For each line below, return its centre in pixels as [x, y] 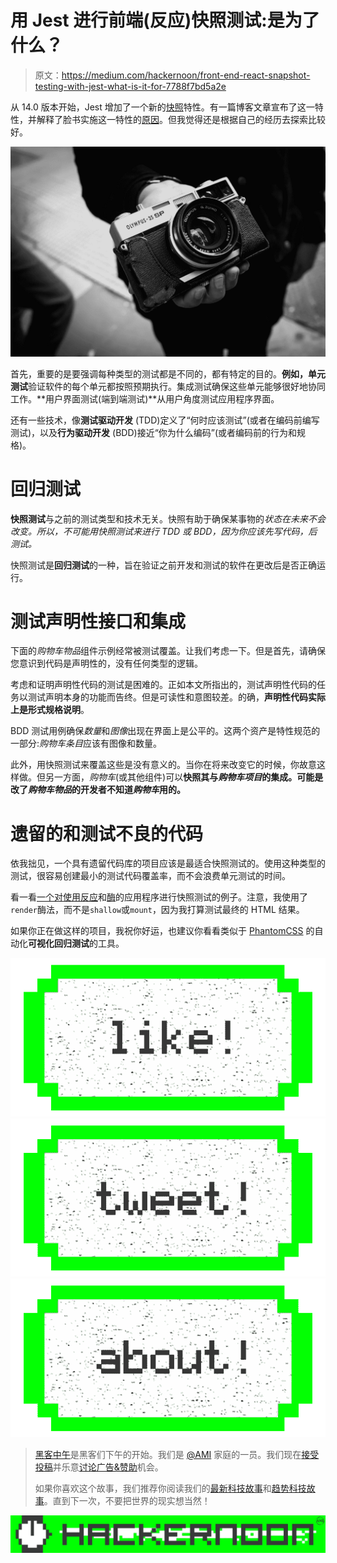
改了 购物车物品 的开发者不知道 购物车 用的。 [98, 790]
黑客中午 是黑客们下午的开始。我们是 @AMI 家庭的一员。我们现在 [168, 1454]
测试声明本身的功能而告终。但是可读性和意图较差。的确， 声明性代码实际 [176, 697]
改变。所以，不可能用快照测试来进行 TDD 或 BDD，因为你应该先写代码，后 [164, 531]
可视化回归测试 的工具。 [76, 943]
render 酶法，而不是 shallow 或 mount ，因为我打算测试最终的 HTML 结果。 [157, 910]
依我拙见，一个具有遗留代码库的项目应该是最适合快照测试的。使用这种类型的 [168, 863]
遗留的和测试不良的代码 [107, 833]
